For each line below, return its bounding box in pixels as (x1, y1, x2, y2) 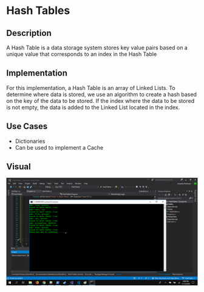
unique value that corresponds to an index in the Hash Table (6, 50, 157, 58)
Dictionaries (15, 137, 46, 145)
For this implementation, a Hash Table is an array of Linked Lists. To (6, 84, 175, 91)
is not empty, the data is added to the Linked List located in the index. (6, 103, 180, 111)
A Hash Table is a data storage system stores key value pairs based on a (6, 44, 188, 51)
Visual (6, 162, 32, 172)
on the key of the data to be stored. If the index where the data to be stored (6, 97, 195, 104)
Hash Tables (6, 4, 70, 18)
